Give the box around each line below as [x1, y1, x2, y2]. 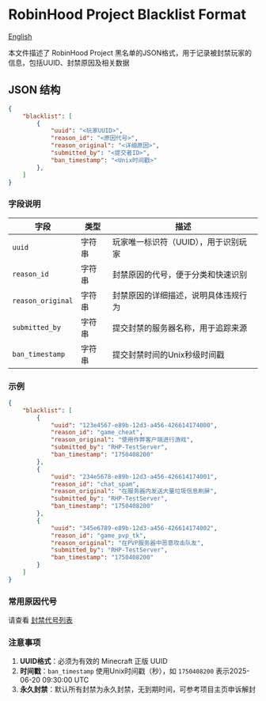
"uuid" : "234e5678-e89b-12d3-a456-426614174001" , [50, 472, 218, 480]
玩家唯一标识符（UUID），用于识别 [112, 236, 240, 247]
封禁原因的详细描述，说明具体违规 [112, 290, 240, 301]
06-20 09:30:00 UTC [19, 675, 89, 685]
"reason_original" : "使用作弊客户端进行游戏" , [50, 436, 194, 444]
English [8, 32, 32, 41]
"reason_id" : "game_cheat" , [50, 429, 144, 437]
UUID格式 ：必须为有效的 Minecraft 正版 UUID [19, 657, 168, 666]
